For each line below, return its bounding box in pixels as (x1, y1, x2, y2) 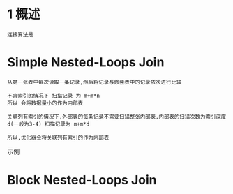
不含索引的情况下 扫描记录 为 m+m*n (7, 92, 100, 99)
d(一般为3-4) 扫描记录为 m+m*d (7, 120, 90, 128)
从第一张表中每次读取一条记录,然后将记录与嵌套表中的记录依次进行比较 (7, 78, 182, 86)
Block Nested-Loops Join (7, 172, 157, 188)
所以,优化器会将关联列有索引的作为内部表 (7, 134, 110, 141)
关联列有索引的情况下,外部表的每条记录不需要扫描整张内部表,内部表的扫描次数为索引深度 (7, 113, 227, 120)
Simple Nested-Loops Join (7, 54, 165, 70)
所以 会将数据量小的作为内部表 (7, 99, 84, 107)
